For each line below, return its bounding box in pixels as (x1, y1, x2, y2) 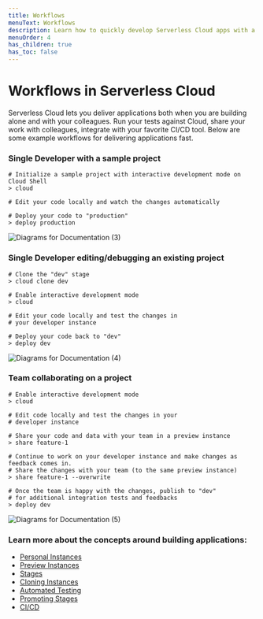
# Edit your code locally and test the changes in (8, 312, 178, 320)
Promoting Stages (19, 594, 79, 603)
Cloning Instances (19, 577, 79, 587)
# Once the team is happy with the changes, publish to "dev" (8, 487, 217, 495)
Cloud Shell (8, 178, 47, 186)
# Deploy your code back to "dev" (8, 332, 122, 340)
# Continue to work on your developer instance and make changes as (8, 452, 238, 461)
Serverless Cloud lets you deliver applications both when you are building (8, 108, 247, 117)
